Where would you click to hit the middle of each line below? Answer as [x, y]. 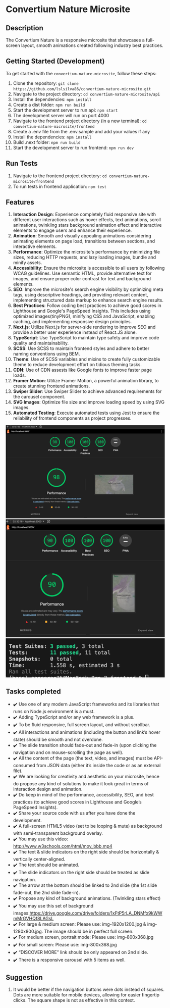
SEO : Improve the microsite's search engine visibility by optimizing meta [88, 289]
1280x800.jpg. [28, 931]
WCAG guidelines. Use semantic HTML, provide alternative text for [82, 273]
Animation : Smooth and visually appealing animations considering [82, 236]
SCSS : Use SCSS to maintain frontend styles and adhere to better [81, 348]
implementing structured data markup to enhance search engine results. [88, 300]
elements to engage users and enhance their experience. [72, 230]
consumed [24, 765]
